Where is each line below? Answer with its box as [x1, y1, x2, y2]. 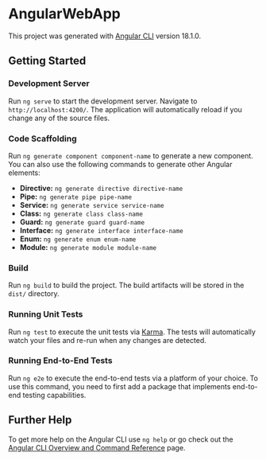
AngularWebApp [8, 5, 121, 23]
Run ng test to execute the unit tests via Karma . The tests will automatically [8, 327, 256, 337]
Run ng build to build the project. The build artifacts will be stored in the [8, 280, 245, 290]
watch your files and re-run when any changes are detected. [8, 335, 206, 345]
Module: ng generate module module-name [19, 242, 157, 251]
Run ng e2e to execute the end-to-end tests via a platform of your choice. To [8, 373, 259, 383]
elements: [8, 168, 41, 177]
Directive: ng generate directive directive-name [19, 183, 183, 193]
